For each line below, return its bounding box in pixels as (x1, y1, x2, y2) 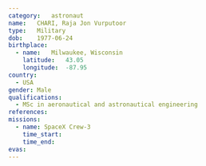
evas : (8, 145, 26, 153)
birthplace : (8, 41, 48, 49)
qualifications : (8, 93, 62, 101)
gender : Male (8, 85, 52, 94)
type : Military (8, 26, 66, 34)
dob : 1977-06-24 (8, 34, 73, 42)
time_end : (22, 137, 56, 146)
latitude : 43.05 (22, 57, 84, 65)
